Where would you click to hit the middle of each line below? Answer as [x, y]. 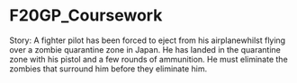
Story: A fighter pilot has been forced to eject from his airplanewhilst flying [148, 40]
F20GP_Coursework [86, 16]
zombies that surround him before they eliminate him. [108, 69]
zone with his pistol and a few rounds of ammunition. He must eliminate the [148, 59]
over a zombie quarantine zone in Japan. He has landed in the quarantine [145, 49]
